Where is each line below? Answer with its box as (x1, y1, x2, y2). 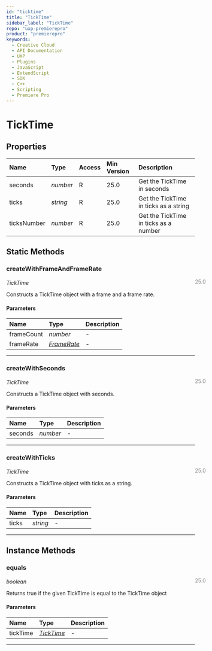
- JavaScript (11, 64, 44, 71)
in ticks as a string (138, 202, 190, 210)
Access (78, 163, 101, 171)
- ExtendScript (11, 70, 50, 76)
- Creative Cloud (11, 42, 55, 48)
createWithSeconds (6, 364, 66, 372)
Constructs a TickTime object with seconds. (6, 390, 115, 397)
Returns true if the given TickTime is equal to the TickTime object (6, 590, 167, 597)
